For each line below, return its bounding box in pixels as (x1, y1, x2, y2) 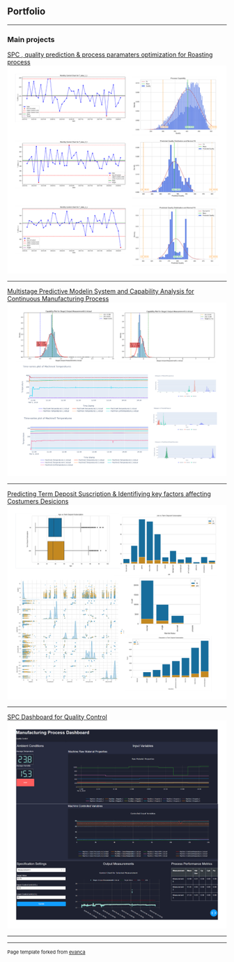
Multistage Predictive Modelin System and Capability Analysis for (7, 287, 195, 296)
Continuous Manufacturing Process (7, 295, 109, 303)
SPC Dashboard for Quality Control (7, 713, 108, 721)
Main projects (7, 34, 55, 44)
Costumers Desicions (7, 497, 69, 506)
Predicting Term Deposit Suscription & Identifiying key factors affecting (7, 490, 211, 498)
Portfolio (7, 6, 46, 17)
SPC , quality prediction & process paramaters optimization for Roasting (7, 50, 213, 59)
